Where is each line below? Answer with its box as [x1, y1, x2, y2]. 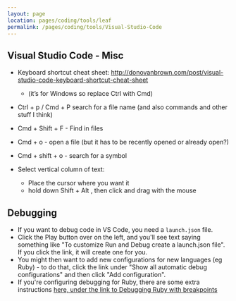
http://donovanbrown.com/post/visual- [111, 68, 224, 77]
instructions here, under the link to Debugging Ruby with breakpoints [17, 285, 218, 293]
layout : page [7, 10, 46, 18]
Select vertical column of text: [17, 165, 105, 173]
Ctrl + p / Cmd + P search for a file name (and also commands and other [17, 103, 228, 111]
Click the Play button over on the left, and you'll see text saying [17, 233, 201, 241]
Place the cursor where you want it [27, 179, 130, 188]
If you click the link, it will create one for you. [17, 248, 148, 256]
